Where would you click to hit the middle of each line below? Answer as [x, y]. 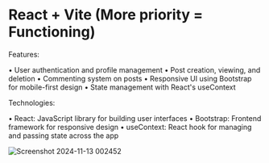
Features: [24, 54]
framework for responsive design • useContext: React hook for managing [130, 127]
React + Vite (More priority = [106, 15]
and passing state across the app [64, 136]
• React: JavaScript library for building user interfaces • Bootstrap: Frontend [135, 118]
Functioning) [52, 32]
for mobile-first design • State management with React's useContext [122, 87]
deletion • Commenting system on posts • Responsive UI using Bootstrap [130, 78]
